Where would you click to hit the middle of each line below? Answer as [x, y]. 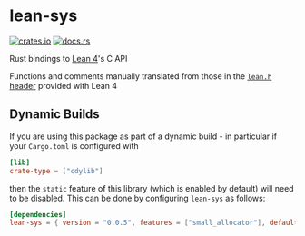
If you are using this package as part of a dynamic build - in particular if [143, 136]
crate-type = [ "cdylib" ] [56, 171]
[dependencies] [38, 214]
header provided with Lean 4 [64, 85]
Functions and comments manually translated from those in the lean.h [141, 76]
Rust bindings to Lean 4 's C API [69, 58]
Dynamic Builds [54, 114]
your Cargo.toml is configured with [74, 145]
